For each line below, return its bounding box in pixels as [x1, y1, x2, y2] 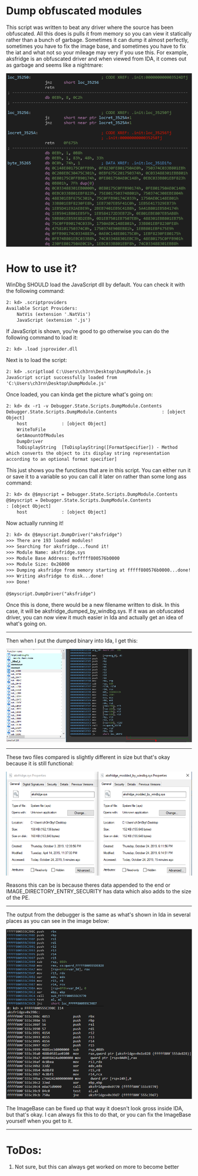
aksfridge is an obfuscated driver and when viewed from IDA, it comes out [6, 55, 187, 62]
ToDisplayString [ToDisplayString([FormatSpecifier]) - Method [16, 445, 178, 451]
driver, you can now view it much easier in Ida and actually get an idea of [6, 614, 183, 621]
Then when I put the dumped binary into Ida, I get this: [6, 637, 138, 644]
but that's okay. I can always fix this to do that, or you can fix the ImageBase [6, 1111, 192, 1119]
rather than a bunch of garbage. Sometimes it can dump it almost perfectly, [6, 36, 189, 43]
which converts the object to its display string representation [6, 451, 170, 457]
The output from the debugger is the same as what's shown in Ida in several [6, 911, 191, 918]
